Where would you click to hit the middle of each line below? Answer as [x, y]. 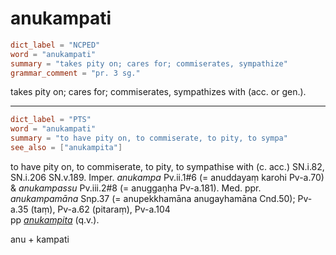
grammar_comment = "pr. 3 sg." [75, 73]
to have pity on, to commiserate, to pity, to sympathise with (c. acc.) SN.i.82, [167, 166]
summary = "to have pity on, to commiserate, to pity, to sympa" [149, 138]
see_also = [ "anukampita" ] [66, 148]
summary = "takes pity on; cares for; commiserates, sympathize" [149, 63]
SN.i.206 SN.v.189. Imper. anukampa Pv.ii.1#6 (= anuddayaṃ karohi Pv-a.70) [167, 177]
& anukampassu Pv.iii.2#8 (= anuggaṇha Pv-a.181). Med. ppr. [136, 188]
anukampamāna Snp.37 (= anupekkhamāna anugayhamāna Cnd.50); [153, 198]
